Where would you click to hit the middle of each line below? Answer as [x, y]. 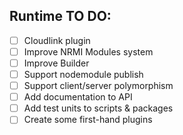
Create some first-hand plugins [88, 120]
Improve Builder [56, 63]
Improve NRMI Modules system [88, 51]
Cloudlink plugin [57, 40]
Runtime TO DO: [60, 16]
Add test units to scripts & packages [98, 108]
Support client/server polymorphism [98, 86]
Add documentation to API [78, 97]
